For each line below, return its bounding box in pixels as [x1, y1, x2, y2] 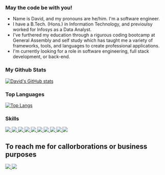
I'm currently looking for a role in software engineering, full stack [12, 48, 149, 55]
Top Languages [5, 91, 45, 98]
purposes [5, 150, 37, 159]
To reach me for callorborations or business [5, 142, 148, 151]
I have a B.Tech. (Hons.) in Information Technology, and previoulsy [12, 21, 153, 27]
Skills [5, 115, 19, 122]
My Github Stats [5, 66, 46, 73]
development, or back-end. [12, 54, 70, 60]
